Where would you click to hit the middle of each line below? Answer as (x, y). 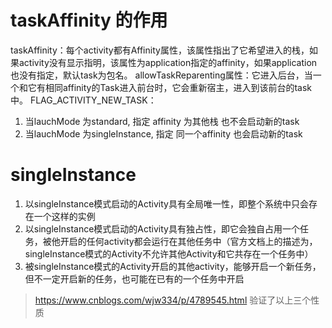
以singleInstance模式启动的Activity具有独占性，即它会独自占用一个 (162, 228)
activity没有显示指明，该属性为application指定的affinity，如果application (168, 62)
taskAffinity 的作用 (89, 20)
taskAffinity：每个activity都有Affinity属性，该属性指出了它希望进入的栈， (160, 50)
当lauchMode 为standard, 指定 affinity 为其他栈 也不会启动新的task (162, 121)
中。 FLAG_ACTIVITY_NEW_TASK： (83, 100)
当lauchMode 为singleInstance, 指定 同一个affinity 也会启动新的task (163, 133)
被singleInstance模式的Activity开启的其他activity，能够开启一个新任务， (173, 266)
